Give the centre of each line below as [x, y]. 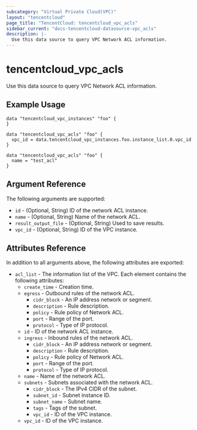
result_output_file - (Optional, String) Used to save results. [90, 223]
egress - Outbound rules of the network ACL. [79, 293]
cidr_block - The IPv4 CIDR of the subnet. [85, 389]
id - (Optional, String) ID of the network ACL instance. [81, 210]
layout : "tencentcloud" [36, 17]
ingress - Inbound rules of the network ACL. [78, 338]
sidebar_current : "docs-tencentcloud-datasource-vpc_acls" [81, 28]
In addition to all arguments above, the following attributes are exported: [95, 263]
